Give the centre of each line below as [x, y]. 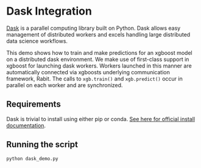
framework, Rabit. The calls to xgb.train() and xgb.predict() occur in [94, 79]
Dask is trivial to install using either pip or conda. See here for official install [101, 119]
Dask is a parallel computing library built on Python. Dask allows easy [93, 28]
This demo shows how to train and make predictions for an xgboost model [100, 52]
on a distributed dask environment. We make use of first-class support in [98, 59]
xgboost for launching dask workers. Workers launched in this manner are [99, 66]
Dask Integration [49, 11]
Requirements [33, 104]
